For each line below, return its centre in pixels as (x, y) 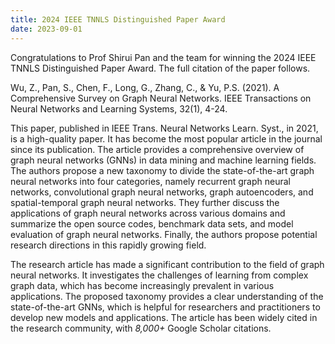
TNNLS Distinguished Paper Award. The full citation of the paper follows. (160, 68)
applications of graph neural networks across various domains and (148, 213)
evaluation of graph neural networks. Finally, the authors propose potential (164, 234)
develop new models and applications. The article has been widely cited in (164, 317)
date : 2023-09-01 (46, 29)
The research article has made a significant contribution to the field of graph (167, 264)
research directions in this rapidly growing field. (108, 245)
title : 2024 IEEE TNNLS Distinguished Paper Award (118, 19)
